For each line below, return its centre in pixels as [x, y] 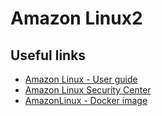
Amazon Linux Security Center [88, 90]
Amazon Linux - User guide [81, 79]
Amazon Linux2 [76, 18]
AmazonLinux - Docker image [86, 100]
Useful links [48, 55]
